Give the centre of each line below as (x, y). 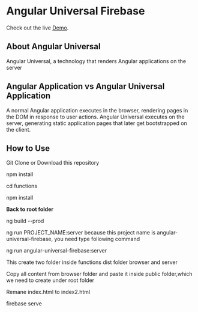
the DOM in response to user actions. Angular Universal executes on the (95, 117)
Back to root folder (30, 209)
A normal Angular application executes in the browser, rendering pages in (97, 110)
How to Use (28, 148)
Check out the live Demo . (37, 28)
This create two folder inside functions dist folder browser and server (92, 262)
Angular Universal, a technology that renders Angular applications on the (96, 61)
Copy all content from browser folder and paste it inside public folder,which (100, 274)
